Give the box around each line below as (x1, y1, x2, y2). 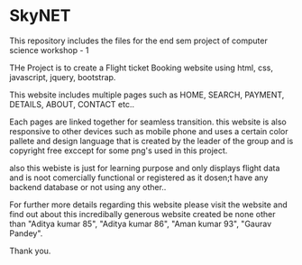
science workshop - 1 (9, 44, 89, 55)
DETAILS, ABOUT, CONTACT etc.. (9, 98, 135, 109)
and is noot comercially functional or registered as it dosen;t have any (9, 172, 269, 183)
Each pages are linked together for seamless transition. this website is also (9, 116, 287, 127)
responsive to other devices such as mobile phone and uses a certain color (9, 125, 288, 136)
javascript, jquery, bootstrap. (9, 71, 116, 82)
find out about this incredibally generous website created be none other (9, 208, 276, 219)
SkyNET (9, 5, 71, 26)
